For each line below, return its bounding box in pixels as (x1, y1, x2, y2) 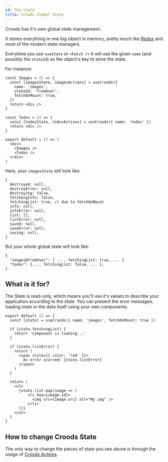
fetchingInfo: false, (10, 195, 55, 200)
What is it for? (5, 280, 50, 288)
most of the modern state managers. (5, 41, 81, 47)
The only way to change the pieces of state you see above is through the (5, 446, 156, 452)
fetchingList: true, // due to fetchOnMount (10, 199, 104, 204)
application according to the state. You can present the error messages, (5, 298, 154, 304)
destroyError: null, (10, 186, 53, 191)
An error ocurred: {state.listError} (23, 358, 102, 363)
